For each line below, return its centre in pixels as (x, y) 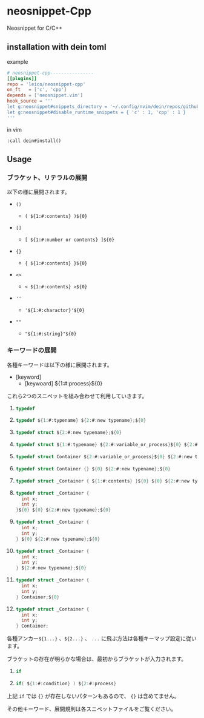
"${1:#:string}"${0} (51, 334)
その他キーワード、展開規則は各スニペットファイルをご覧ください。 (92, 709)
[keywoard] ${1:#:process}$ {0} (64, 383)
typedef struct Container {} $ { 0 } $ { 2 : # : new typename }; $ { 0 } (93, 469)
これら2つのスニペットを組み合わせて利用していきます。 (77, 396)
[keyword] (28, 377)
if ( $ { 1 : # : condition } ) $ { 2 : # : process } (66, 684)
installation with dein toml (57, 47)
